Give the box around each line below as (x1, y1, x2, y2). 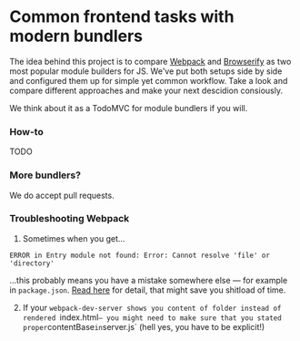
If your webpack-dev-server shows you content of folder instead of (22, 302, 282, 313)
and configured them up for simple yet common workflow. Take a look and (9, 75, 288, 86)
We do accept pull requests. (9, 190, 115, 201)
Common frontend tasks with (9, 6, 235, 27)
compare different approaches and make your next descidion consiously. (9, 85, 284, 96)
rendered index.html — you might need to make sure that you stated (22, 312, 282, 323)
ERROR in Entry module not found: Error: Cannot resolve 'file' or (9, 251, 271, 260)
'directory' (9, 258, 55, 268)
